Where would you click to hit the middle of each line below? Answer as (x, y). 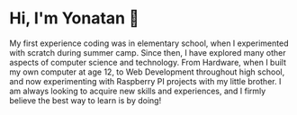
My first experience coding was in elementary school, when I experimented (149, 43)
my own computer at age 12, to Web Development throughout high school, (147, 72)
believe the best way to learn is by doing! (85, 100)
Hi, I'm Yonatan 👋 (74, 18)
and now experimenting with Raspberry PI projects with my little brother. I (145, 81)
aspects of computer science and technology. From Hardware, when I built (148, 62)
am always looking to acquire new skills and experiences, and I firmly (138, 91)
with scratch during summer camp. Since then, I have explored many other (148, 52)
